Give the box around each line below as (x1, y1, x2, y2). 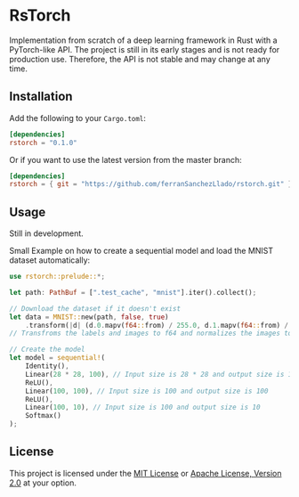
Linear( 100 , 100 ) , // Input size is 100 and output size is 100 (25, 387, 269, 395)
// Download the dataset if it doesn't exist (9, 304, 181, 313)
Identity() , (25, 362, 69, 371)
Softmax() (25, 411, 62, 420)
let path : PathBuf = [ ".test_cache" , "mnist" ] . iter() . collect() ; (9, 288, 257, 297)
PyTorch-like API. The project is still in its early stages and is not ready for (9, 44, 280, 54)
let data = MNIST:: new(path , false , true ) (9, 313, 169, 322)
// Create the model (9, 345, 86, 354)
